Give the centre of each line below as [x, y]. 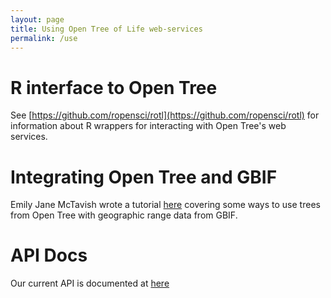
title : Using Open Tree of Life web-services [106, 29]
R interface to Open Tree [114, 87]
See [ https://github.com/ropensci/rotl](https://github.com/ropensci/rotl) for [165, 115]
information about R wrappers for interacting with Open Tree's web [148, 126]
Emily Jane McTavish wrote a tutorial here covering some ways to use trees [165, 205]
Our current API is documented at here [90, 283]
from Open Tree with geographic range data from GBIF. [124, 215]
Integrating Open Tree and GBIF [144, 177]
